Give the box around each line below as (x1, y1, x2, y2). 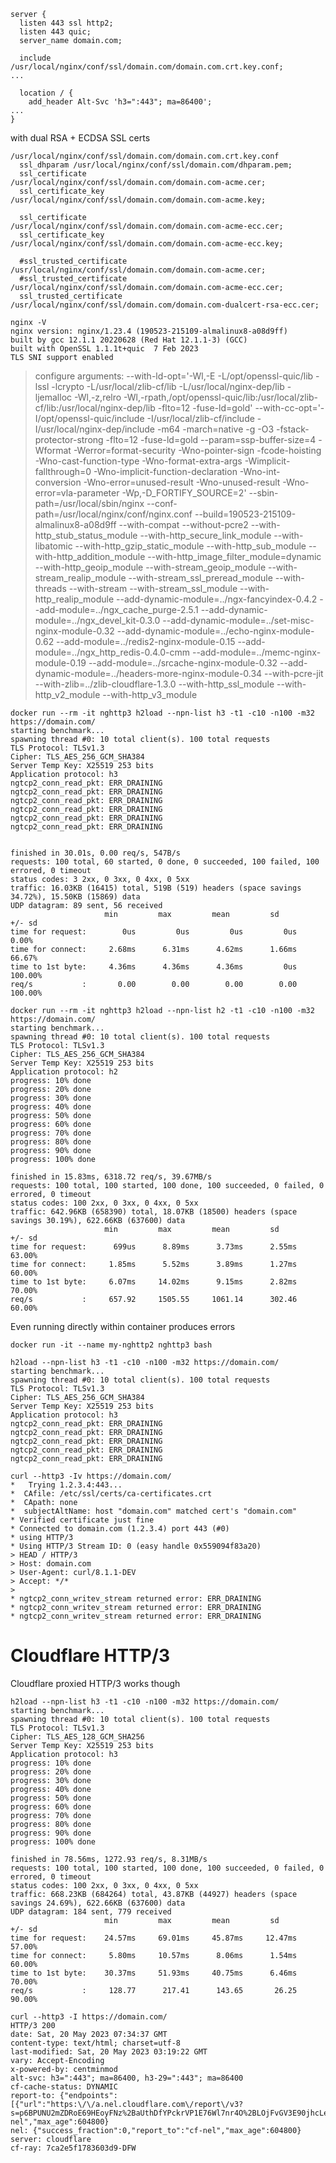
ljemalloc (34, 391, 73, 403)
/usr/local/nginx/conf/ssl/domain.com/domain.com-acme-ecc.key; (10, 239, 284, 249)
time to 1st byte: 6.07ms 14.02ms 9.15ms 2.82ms (10, 1277, 298, 1287)
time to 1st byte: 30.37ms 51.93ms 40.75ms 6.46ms (10, 1968, 298, 1978)
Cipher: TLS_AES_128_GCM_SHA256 (10, 1731, 145, 1742)
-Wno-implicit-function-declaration (93, 466, 238, 477)
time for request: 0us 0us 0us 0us (10, 927, 298, 937)
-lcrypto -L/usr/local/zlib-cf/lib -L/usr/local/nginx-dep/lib (51, 381, 285, 392)
